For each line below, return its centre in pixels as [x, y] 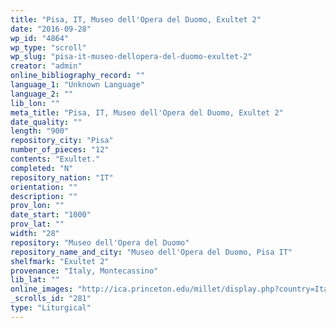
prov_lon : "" [37, 206]
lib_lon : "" [35, 103]
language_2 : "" [42, 94]
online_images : [42, 289]
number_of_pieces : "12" [60, 150]
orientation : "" [44, 187]
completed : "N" [42, 168]
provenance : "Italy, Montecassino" [84, 271]
